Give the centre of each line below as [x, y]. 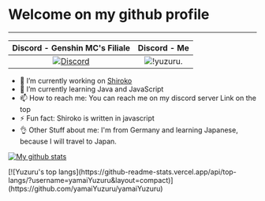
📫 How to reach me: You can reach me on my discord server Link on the [138, 98]
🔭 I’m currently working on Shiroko [76, 80]
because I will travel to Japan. [68, 141]
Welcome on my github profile [109, 15]
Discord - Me [163, 47]
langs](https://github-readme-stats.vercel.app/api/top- [147, 172]
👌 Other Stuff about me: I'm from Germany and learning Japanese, [129, 130]
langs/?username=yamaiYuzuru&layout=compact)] [91, 180]
